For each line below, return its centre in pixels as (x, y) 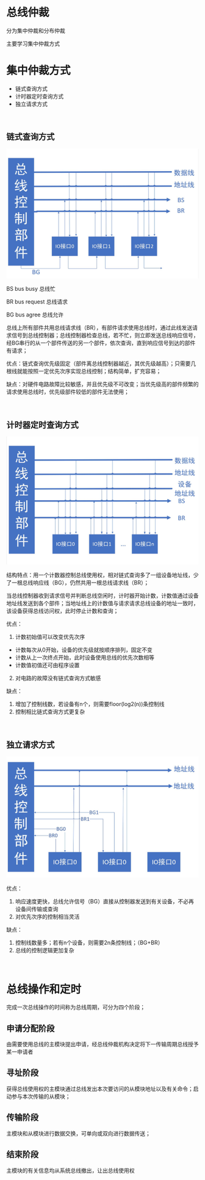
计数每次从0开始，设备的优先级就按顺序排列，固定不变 (84, 650)
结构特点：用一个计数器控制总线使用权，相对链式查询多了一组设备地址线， (100, 575)
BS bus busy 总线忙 (31, 289)
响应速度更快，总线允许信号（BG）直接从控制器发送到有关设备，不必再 (104, 901)
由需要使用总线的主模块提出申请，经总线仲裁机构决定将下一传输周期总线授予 (103, 1044)
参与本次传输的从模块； (41, 1096)
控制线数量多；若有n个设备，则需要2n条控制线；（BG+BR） (89, 943)
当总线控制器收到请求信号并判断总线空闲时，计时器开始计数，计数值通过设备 (103, 595)
